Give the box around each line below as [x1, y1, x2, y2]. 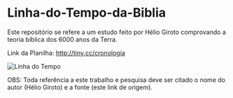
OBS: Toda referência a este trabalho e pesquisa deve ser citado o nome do [7, 75, 226, 84]
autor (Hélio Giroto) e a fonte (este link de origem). [7, 83, 153, 91]
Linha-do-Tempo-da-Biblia [7, 5, 167, 21]
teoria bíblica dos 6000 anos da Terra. [7, 35, 118, 43]
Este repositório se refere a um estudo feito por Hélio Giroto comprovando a [7, 28, 226, 36]
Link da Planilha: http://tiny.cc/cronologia [7, 49, 126, 57]
